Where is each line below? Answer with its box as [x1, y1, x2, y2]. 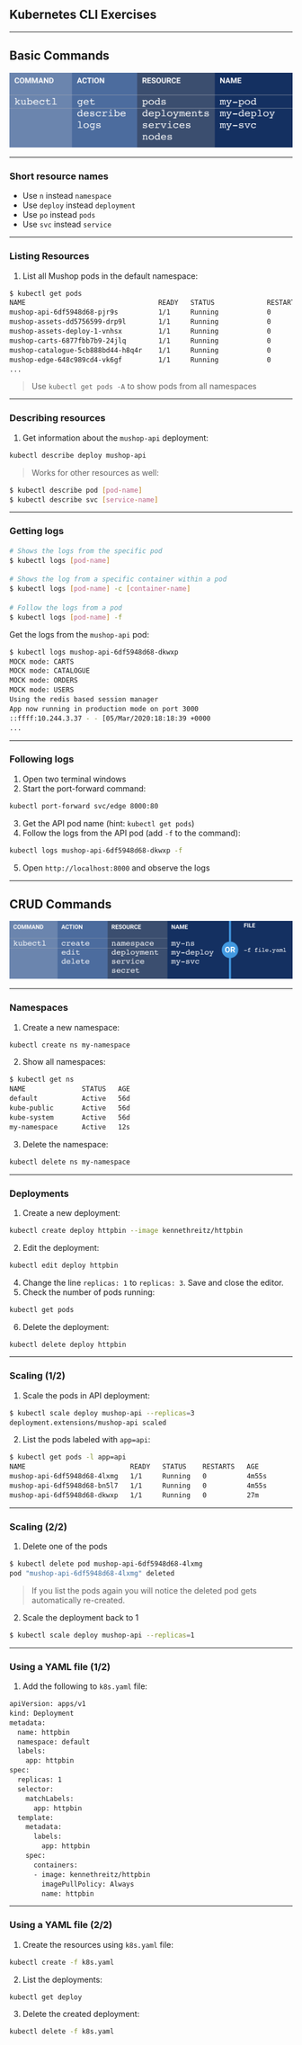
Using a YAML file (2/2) [9, 1919, 113, 1932]
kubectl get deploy [9, 1992, 83, 2002]
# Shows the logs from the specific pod [9, 546, 164, 556]
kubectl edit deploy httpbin [9, 1261, 119, 1270]
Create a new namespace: [22, 1022, 120, 1032]
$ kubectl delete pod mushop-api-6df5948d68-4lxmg [9, 1559, 203, 1568]
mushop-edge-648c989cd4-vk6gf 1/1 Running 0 [9, 355, 271, 364]
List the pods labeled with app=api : [22, 1434, 151, 1445]
